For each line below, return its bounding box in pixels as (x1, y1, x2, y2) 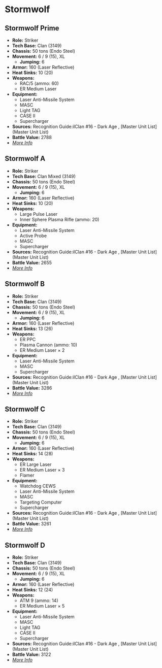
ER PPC (19, 336, 36, 342)
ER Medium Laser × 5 (19, 603, 65, 609)
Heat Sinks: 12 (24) (12, 587, 53, 593)
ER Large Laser (19, 461, 52, 467)
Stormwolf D (5, 541, 45, 549)
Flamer (19, 472, 35, 478)
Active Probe (19, 232, 47, 239)
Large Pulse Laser (19, 211, 58, 217)
